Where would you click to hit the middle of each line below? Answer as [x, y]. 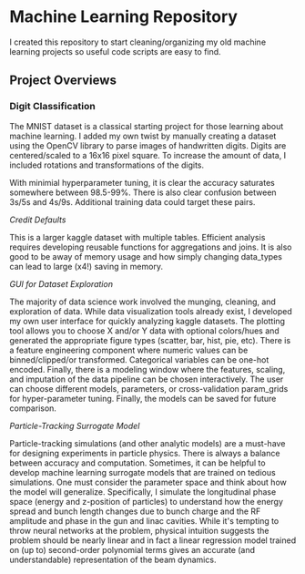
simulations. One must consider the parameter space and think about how [148, 482]
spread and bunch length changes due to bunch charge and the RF [135, 511]
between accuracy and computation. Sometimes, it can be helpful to [137, 463]
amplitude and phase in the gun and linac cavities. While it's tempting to [144, 520]
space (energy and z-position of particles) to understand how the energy [147, 501]
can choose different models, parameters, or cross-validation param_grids [149, 388]
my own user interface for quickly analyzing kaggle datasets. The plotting [147, 321]
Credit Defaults [38, 220]
